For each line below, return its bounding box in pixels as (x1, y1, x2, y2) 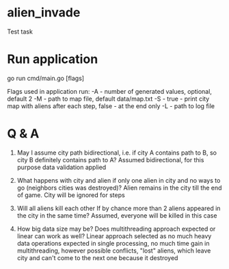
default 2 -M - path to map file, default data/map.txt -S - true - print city (7, 94, 210, 103)
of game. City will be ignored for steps (16, 190, 125, 199)
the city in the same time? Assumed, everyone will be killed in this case (16, 211, 217, 220)
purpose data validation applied (16, 163, 107, 171)
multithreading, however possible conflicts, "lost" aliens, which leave (16, 246, 211, 255)
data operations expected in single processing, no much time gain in (16, 239, 210, 247)
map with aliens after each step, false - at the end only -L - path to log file (7, 101, 215, 110)
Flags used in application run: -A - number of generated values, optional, (7, 87, 212, 95)
